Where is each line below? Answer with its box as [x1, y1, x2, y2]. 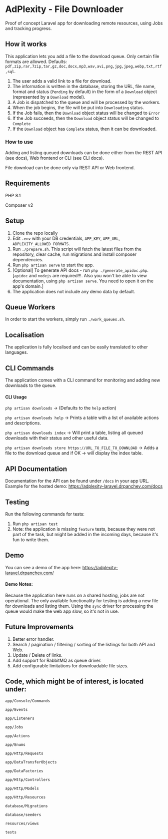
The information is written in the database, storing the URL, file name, [12, 83, 156, 89]
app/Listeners [5, 716, 35, 721]
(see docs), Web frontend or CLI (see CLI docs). [5, 155, 104, 161]
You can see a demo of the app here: [5, 564, 81, 570]
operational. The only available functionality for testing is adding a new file [5, 597, 158, 604]
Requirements [5, 179, 50, 188]
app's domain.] [12, 283, 44, 289]
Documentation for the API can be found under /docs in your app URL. [5, 478, 149, 484]
